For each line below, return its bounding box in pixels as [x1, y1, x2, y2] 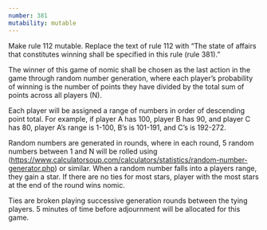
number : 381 [8, 11, 48, 20]
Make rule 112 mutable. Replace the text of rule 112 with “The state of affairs [8, 41, 257, 50]
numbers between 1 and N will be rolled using [8, 146, 158, 156]
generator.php [8, 163, 55, 173]
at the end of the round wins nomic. [8, 180, 126, 189]
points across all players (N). [8, 90, 102, 99]
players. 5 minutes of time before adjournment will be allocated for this [8, 204, 241, 213]
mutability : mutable [8, 19, 77, 27]
